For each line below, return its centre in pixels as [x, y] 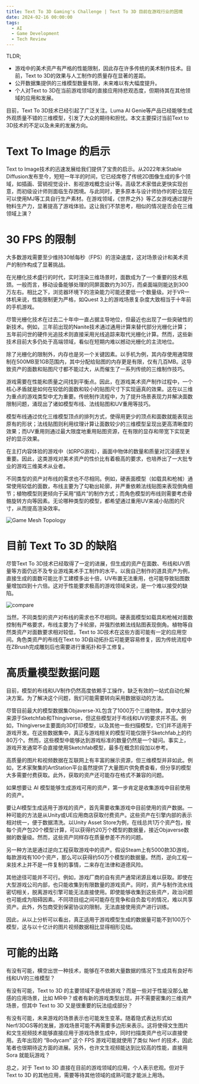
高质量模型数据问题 [53, 673]
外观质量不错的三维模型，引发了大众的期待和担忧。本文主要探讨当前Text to [98, 118]
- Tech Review [29, 39]
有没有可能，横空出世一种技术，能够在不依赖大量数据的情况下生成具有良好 [97, 970]
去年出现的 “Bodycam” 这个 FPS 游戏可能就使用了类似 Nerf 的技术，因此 [105, 1040]
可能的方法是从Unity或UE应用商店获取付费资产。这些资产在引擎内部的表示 [102, 815]
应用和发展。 [41, 98]
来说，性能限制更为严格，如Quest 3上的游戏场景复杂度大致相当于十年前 [104, 299]
